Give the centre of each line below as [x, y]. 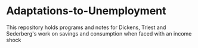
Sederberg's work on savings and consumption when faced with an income [99, 33]
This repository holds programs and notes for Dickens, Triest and [86, 27]
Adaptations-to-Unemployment [86, 11]
